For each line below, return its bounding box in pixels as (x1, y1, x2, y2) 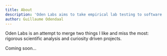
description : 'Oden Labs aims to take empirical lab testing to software (5, 12, 162, 17)
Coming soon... (5, 45, 36, 51)
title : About (5, 7, 32, 12)
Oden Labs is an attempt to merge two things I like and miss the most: (5, 30, 149, 36)
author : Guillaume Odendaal (5, 16, 64, 21)
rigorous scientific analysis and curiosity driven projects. (5, 35, 122, 41)
